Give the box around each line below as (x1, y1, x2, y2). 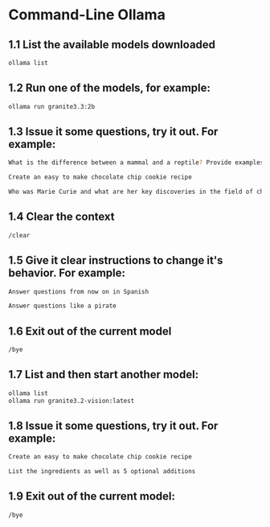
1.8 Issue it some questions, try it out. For (8, 418, 219, 432)
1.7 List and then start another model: (8, 368, 199, 381)
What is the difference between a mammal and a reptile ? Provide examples (8, 159, 264, 167)
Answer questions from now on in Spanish (8, 287, 149, 295)
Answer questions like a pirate (8, 302, 117, 311)
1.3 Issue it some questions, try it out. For (8, 125, 219, 138)
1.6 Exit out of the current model (8, 324, 172, 338)
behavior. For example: (8, 266, 126, 280)
